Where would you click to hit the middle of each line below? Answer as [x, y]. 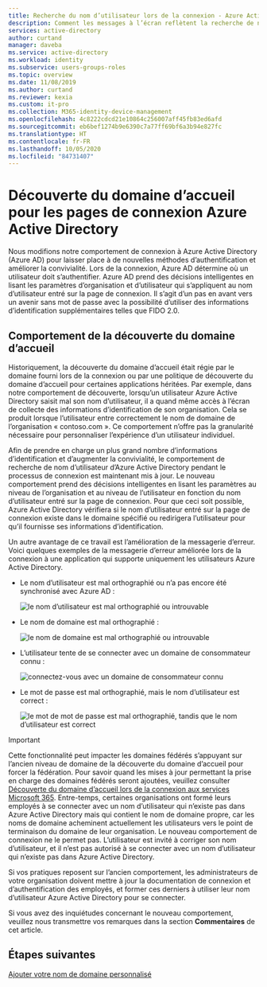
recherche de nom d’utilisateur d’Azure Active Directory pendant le [117, 467]
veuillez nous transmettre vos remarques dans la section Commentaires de [132, 921]
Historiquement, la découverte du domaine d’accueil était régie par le [121, 367]
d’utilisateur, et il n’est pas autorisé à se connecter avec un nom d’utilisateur [132, 848]
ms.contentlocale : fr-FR [49, 141]
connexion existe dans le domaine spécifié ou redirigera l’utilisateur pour [127, 518]
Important [24, 740]
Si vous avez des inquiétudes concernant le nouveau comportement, [121, 913]
